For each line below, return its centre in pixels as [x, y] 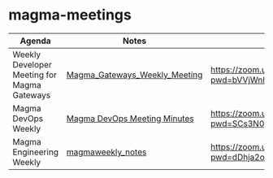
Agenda [35, 41]
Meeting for [35, 75]
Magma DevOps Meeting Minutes [130, 118]
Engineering [36, 152]
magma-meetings [70, 15]
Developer [32, 64]
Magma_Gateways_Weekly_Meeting [134, 75]
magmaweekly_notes [106, 152]
